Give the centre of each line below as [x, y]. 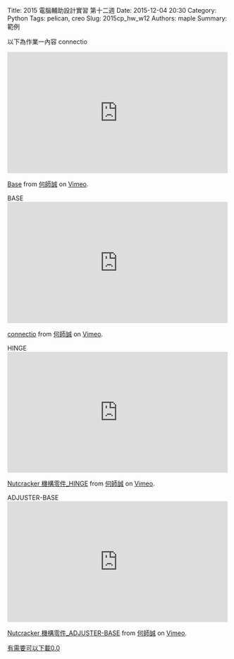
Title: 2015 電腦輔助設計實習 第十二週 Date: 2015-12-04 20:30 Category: [112, 10]
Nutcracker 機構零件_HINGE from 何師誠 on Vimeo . [81, 483]
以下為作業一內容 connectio [48, 42]
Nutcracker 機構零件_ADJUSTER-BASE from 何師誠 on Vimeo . [97, 633]
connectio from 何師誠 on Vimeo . [55, 334]
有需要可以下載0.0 [33, 648]
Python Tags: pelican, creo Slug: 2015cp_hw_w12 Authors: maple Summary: [117, 18]
